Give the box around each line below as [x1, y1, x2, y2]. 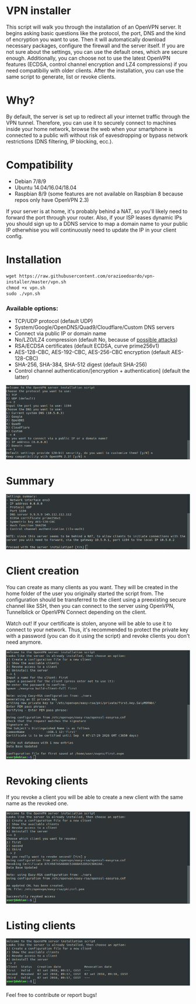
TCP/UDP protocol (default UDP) [14, 318, 93, 325]
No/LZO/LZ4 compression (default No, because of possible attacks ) [14, 336, 178, 343]
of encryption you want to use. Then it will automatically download [6, 36, 166, 43]
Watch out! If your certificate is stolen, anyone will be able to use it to [6, 620, 172, 627]
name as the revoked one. [6, 800, 69, 807]
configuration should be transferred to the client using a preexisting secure [6, 596, 187, 603]
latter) [14, 373, 29, 381]
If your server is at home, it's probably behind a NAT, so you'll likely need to [6, 208, 188, 215]
